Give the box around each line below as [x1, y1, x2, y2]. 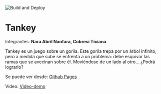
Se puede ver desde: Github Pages [5, 74, 77, 80]
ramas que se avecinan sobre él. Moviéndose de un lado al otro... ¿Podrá [5, 59, 155, 65]
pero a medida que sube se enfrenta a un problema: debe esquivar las [5, 53, 150, 59]
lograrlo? [5, 64, 23, 70]
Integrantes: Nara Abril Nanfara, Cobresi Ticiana [5, 38, 106, 44]
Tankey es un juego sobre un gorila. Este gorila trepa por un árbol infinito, [5, 48, 156, 54]
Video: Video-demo [5, 83, 46, 89]
